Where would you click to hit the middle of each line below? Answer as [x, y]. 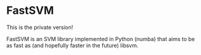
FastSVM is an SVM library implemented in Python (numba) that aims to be [100, 39]
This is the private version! [40, 27]
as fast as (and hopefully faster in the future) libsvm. [73, 45]
